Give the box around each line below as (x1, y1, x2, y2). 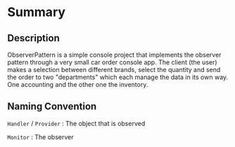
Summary (7, 4, 65, 20)
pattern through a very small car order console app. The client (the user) (7, 58, 217, 66)
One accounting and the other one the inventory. (7, 80, 148, 88)
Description (7, 32, 60, 44)
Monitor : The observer (7, 132, 74, 141)
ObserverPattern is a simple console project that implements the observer (7, 50, 222, 59)
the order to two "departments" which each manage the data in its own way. (7, 73, 229, 81)
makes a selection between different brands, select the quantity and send (7, 66, 221, 73)
